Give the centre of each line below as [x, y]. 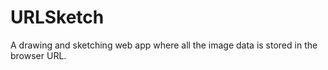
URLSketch [57, 17]
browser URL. [38, 55]
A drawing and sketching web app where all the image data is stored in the [164, 45]
